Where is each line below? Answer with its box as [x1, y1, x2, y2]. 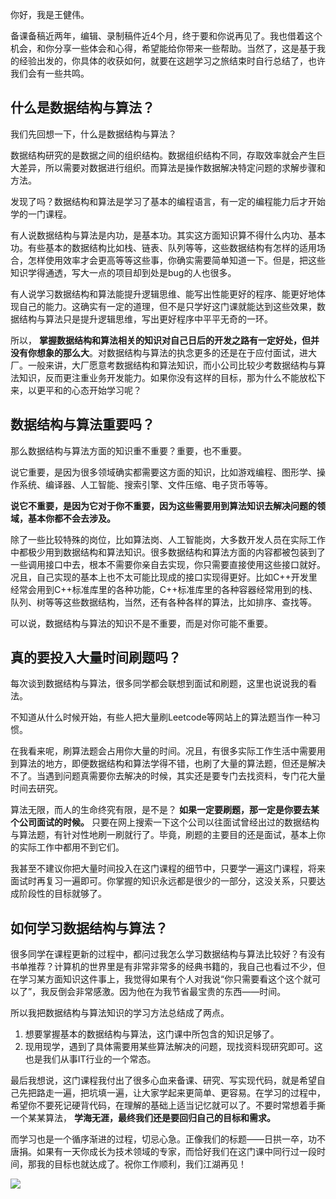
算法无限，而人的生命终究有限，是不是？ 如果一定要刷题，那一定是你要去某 [10, 804, 320, 816]
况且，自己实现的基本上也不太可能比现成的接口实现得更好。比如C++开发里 [10, 571, 318, 583]
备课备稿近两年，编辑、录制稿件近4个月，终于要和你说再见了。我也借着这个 [10, 30, 323, 42]
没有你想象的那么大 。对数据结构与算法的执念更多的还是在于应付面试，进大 [10, 346, 317, 358]
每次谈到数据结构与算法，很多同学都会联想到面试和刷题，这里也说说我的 [10, 678, 308, 690]
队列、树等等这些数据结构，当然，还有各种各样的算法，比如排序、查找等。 [10, 596, 317, 608]
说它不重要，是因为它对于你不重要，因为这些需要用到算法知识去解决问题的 [10, 499, 317, 512]
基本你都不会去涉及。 [27, 512, 116, 524]
